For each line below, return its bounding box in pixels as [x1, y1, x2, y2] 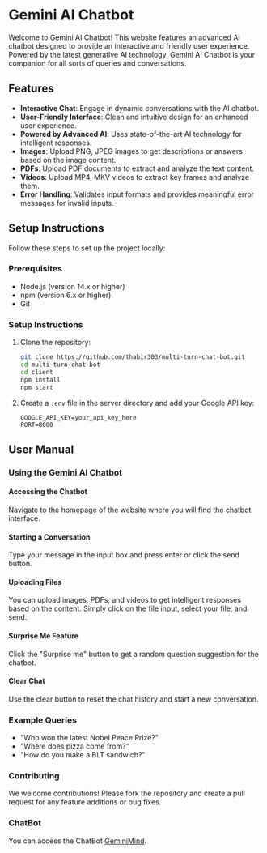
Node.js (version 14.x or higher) [19, 281, 125, 291]
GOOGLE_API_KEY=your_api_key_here [19, 413, 137, 422]
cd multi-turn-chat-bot [19, 360, 101, 369]
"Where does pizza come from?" [19, 741, 129, 751]
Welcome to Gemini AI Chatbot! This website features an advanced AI [8, 32, 241, 42]
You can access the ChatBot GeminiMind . [8, 836, 147, 846]
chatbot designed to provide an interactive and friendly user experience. [8, 41, 250, 50]
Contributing [8, 770, 60, 782]
